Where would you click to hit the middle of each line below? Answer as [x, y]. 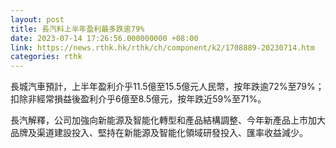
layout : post [37, 19]
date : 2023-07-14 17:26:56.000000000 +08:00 [104, 38]
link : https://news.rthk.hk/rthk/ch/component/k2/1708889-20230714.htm [162, 47]
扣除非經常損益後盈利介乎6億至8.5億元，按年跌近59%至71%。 [138, 99]
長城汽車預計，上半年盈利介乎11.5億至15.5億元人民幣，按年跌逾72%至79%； [167, 87]
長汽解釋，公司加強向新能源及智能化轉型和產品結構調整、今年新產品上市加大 [168, 120]
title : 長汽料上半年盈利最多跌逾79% [77, 29]
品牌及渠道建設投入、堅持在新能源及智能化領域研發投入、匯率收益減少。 [159, 133]
